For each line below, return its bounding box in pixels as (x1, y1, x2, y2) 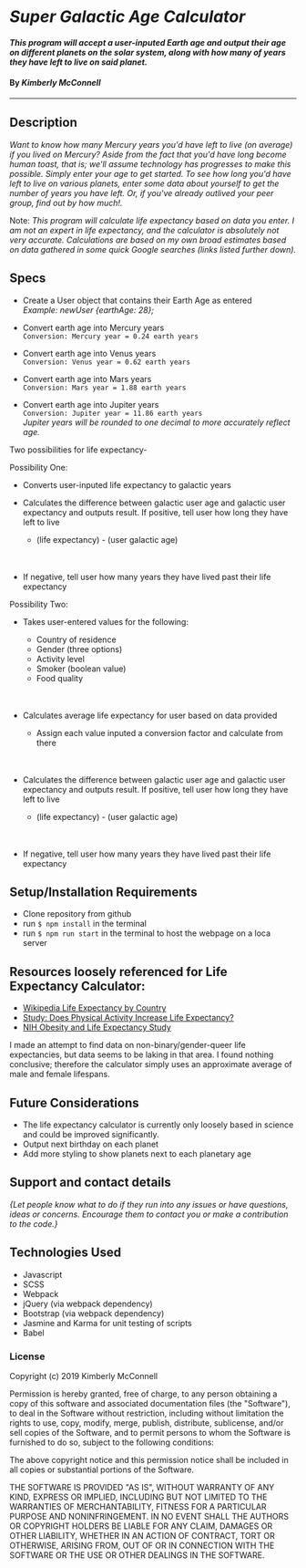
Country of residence (36, 634, 117, 645)
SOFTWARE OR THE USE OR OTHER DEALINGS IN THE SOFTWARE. (9, 1549, 265, 1561)
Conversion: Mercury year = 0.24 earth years (22, 331, 199, 341)
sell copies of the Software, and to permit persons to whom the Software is (9, 1427, 291, 1438)
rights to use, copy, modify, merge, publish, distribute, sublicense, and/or (9, 1417, 284, 1428)
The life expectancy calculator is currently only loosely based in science (22, 1119, 294, 1130)
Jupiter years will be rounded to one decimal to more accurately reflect (22, 417, 291, 428)
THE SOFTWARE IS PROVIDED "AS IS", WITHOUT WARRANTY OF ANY (9, 1481, 275, 1492)
